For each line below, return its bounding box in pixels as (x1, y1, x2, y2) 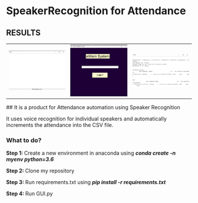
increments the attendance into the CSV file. (6, 122, 114, 129)
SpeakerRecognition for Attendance (6, 4, 186, 18)
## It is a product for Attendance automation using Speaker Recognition (6, 104, 181, 111)
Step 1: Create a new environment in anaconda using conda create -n (6, 149, 176, 157)
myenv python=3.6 (6, 156, 54, 163)
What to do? (6, 136, 42, 145)
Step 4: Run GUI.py (6, 190, 53, 197)
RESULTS (6, 28, 41, 38)
